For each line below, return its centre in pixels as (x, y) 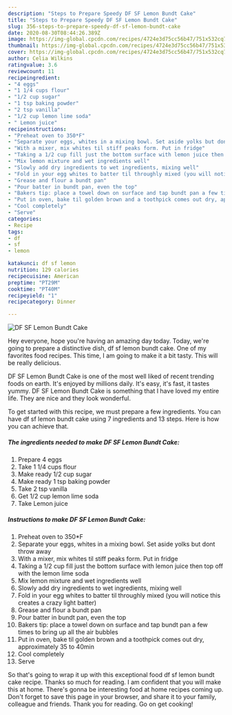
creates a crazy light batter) (57, 603)
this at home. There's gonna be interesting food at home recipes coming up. (116, 689)
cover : (17, 52)
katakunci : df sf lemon (42, 264)
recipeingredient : (34, 78)
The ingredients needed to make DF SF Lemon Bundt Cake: (94, 442)
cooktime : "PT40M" (34, 289)
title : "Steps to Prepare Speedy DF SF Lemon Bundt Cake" (93, 20)
